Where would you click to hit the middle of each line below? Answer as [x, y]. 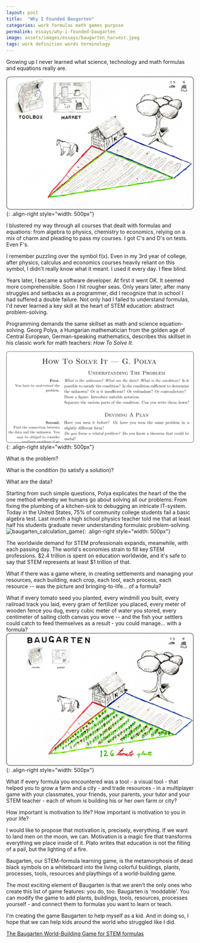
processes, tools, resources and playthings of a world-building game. [91, 874]
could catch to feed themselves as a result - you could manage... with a [94, 623]
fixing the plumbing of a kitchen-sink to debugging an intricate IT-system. [96, 506]
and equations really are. [37, 68]
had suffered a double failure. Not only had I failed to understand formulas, [98, 299]
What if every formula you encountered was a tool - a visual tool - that [92, 782]
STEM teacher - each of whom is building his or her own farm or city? [92, 801]
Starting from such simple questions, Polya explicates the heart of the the [96, 494]
